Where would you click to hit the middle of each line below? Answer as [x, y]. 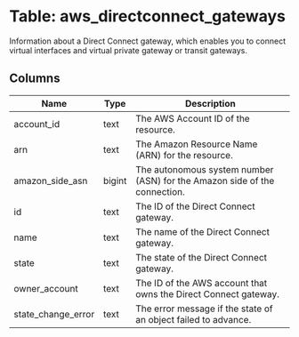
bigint [115, 181]
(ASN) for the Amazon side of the [205, 181]
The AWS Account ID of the [193, 118]
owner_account [46, 288]
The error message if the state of [204, 309]
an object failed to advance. [193, 319]
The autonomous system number [204, 169]
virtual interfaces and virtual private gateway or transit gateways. [128, 50]
